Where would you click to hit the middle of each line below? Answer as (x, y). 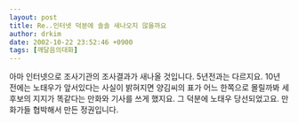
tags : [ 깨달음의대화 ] (44, 50)
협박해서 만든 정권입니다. (76, 110)
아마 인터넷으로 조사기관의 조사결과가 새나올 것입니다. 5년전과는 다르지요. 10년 (145, 77)
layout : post (33, 17)
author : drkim (36, 34)
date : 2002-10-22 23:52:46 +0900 (71, 42)
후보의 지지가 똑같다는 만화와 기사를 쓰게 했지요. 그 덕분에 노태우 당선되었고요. (145, 99)
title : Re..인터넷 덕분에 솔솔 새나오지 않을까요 (88, 26)
